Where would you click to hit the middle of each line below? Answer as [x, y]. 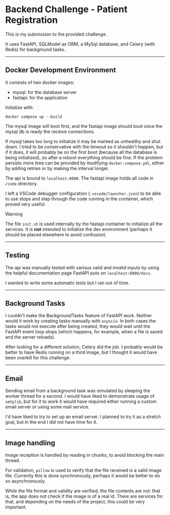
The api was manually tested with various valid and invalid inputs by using [82, 267]
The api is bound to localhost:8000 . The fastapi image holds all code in [79, 178]
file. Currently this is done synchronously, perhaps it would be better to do [83, 476]
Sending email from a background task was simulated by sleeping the [78, 391]
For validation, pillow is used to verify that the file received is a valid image [83, 470]
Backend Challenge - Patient [66, 9]
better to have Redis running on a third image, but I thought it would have [81, 352]
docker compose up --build [34, 117]
